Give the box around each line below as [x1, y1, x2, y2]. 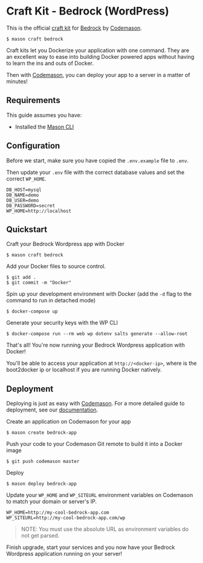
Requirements [6, 95, 60, 105]
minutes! [6, 78, 28, 85]
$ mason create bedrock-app [6, 430, 77, 436]
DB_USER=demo [6, 197, 39, 204]
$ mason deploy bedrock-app [6, 481, 77, 487]
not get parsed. [21, 532, 60, 539]
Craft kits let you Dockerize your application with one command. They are [6, 47, 190, 54]
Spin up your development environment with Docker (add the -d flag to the [6, 290, 192, 298]
